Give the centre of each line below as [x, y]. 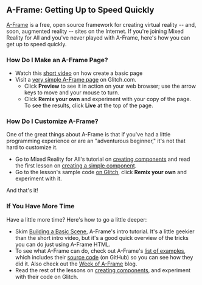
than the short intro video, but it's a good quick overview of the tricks [102, 237]
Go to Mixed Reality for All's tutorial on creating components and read [103, 159]
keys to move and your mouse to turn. [72, 93]
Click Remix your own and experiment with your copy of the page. [108, 99]
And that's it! [22, 191]
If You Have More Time [40, 206]
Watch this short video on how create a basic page [79, 73]
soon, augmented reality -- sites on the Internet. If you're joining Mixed [95, 31]
